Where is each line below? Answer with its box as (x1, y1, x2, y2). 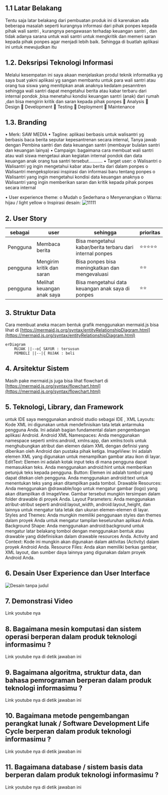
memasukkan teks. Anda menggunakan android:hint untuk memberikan (5, 464, 152, 470)
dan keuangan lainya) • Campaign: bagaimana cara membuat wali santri (5, 147, 154, 153)
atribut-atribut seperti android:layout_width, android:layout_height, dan (5, 501, 151, 507)
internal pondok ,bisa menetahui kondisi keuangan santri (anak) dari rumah (5, 93, 159, 99)
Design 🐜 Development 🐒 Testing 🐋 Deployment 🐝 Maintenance (5, 104, 135, 110)
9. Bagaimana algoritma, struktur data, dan (5, 668, 141, 677)
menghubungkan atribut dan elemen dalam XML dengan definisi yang (5, 443, 149, 449)
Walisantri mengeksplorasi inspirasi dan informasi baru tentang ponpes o (5, 169, 155, 175)
